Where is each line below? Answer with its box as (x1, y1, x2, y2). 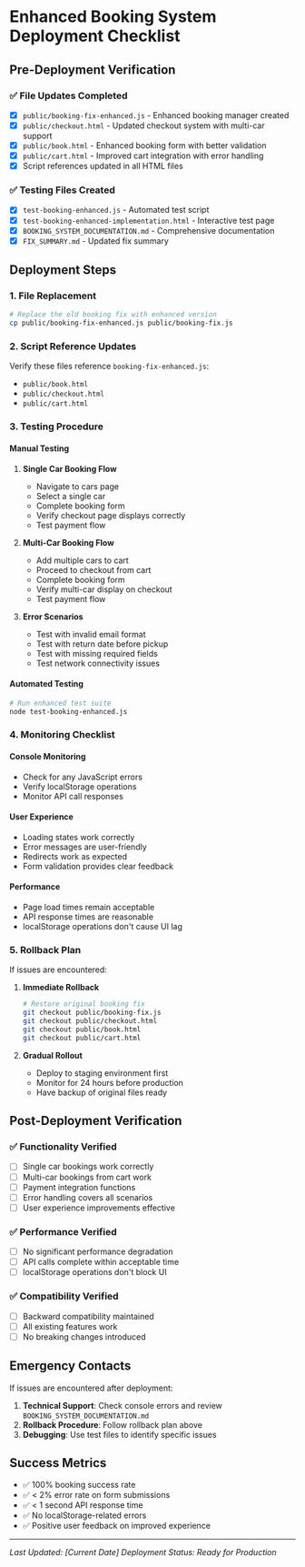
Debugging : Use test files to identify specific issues (22, 1429, 217, 1440)
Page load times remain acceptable (22, 902, 155, 913)
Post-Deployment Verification (9, 1113, 182, 1129)
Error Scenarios (22, 611, 84, 622)
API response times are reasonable (22, 911, 154, 922)
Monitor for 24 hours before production (35, 1077, 184, 1088)
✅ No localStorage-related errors (22, 1510, 147, 1521)
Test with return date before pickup (35, 638, 169, 649)
